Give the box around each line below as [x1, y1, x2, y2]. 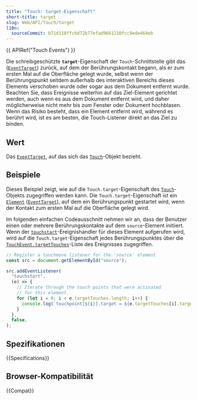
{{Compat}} [6, 387, 34, 394]
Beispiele [6, 170, 41, 180]
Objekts [6, 191, 25, 199]
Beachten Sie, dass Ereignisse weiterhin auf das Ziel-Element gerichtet [6, 89, 178, 96]
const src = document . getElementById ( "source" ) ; [6, 257, 127, 263]
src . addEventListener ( [6, 268, 62, 274]
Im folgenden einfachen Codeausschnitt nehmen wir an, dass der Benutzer [6, 216, 188, 223]
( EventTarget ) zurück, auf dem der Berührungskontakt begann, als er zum [6, 64, 185, 71]
